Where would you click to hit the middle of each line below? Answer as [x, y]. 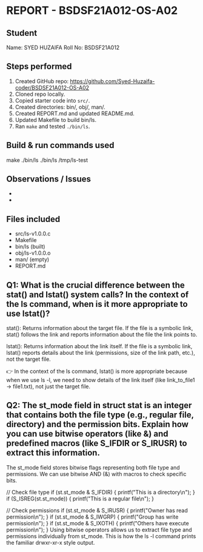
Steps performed [39, 66]
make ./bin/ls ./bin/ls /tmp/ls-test [47, 160]
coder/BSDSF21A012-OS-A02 [52, 87]
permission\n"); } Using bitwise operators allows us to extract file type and [99, 530]
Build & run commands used [60, 145]
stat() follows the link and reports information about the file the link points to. [102, 335]
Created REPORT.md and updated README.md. [75, 113]
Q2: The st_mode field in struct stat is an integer [99, 406]
